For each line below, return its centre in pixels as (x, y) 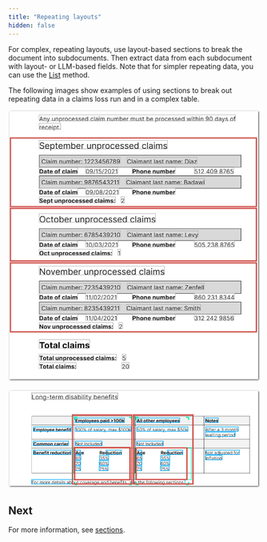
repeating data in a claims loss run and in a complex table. (104, 98)
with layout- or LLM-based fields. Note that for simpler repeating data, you (131, 66)
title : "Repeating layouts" (55, 17)
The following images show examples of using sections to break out (120, 90)
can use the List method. (49, 74)
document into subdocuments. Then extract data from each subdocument (130, 58)
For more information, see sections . (67, 530)
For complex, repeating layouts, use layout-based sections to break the (126, 49)
